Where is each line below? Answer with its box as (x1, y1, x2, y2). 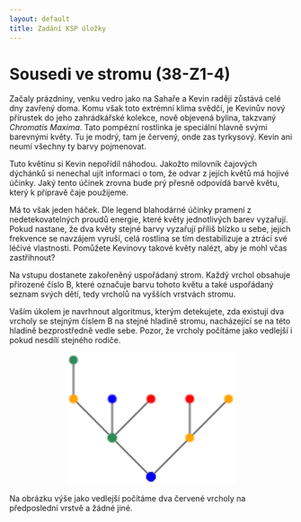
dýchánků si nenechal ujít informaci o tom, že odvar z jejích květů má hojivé (9, 168, 289, 179)
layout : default (9, 14, 70, 23)
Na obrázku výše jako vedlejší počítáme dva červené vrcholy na (9, 492, 246, 503)
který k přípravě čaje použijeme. (9, 187, 128, 198)
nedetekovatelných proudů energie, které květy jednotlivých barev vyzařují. (9, 214, 288, 225)
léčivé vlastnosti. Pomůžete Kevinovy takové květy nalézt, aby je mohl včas (9, 243, 288, 253)
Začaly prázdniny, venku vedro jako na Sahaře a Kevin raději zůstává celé (9, 93, 281, 104)
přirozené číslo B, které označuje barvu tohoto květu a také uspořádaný (9, 279, 274, 290)
